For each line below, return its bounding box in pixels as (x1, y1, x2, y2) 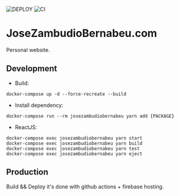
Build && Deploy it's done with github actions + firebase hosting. (6, 183, 164, 190)
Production (6, 167, 49, 177)
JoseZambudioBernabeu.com (6, 27, 157, 40)
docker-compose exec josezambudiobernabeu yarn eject (6, 151, 143, 157)
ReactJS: (14, 123, 38, 131)
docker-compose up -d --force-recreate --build (6, 91, 127, 97)
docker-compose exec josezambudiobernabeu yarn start (6, 135, 143, 141)
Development (6, 63, 58, 74)
